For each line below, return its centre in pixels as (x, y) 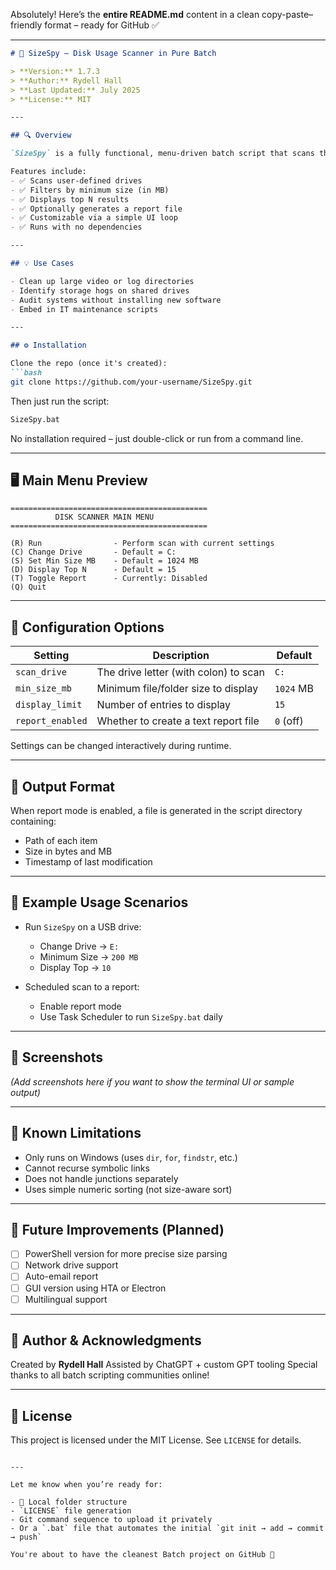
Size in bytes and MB (68, 851)
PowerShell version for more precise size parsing (126, 1254)
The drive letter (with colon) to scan (180, 672)
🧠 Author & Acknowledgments (106, 1340)
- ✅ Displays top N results (70, 199)
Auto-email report (61, 1276)
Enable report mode (80, 1006)
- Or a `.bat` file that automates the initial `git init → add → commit (167, 1529)
